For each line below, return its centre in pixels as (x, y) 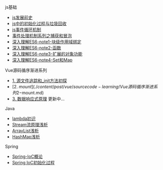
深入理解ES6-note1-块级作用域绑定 (47, 42)
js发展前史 (22, 17)
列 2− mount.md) (28, 93)
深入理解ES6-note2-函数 (37, 48)
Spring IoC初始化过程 (33, 162)
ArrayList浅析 (25, 131)
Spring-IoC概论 (27, 156)
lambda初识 (24, 119)
